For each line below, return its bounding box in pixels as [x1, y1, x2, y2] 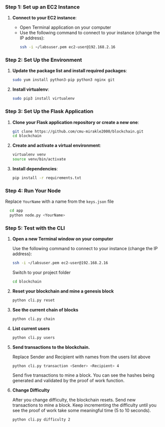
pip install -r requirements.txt [12, 175, 82, 180]
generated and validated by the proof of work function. [12, 378, 125, 384]
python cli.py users [12, 335, 55, 340]
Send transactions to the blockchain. [12, 344, 90, 350]
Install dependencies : [12, 166, 58, 172]
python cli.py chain [12, 316, 55, 321]
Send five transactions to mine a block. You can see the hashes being [12, 372, 155, 378]
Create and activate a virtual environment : [12, 142, 102, 148]
